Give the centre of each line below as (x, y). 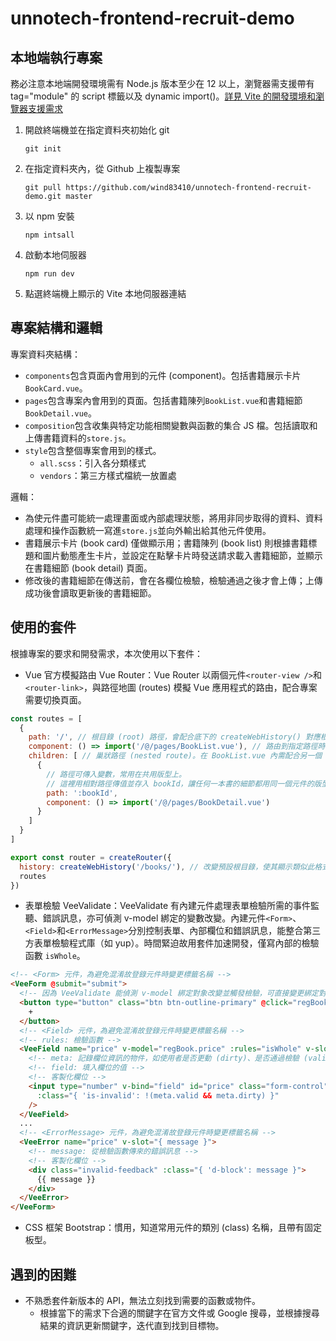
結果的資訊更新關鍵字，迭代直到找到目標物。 (132, 1325)
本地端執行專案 (56, 57)
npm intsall (49, 235)
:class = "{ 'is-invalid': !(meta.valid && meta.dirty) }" (158, 1095)
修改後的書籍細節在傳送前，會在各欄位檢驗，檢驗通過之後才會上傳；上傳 (173, 580)
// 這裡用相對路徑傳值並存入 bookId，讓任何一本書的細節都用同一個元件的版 (184, 783)
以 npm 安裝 (49, 216)
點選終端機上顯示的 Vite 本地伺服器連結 (105, 293)
